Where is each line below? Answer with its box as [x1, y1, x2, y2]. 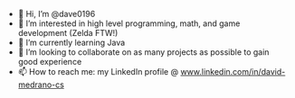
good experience [17, 57, 82, 67]
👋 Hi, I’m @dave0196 [17, 9, 96, 19]
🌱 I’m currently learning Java [17, 37, 126, 48]
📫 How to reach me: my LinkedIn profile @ [17, 67, 179, 76]
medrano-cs [17, 79, 65, 90]
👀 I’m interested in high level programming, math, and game [17, 18, 241, 29]
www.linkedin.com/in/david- [180, 67, 286, 76]
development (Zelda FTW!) [17, 28, 119, 38]
